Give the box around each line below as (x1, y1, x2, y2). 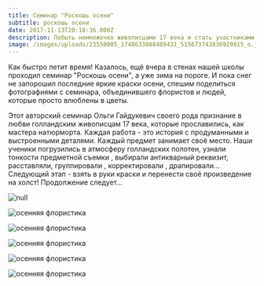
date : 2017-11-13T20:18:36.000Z (8, 26, 114, 34)
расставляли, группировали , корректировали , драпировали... (8, 161, 220, 170)
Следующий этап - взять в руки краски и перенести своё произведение (8, 170, 252, 179)
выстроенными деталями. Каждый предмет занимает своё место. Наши (8, 136, 253, 145)
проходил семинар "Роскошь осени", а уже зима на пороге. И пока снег (8, 71, 252, 80)
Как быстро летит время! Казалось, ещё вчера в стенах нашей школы (8, 62, 245, 71)
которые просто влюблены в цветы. (8, 96, 130, 105)
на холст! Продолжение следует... (8, 178, 123, 187)
